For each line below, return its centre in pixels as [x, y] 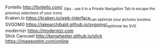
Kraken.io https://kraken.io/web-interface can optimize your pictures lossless [78, 18]
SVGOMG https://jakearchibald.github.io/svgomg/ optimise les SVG [71, 25]
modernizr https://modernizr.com [39, 31]
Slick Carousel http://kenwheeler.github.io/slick [54, 36]
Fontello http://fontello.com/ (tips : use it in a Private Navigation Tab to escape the [80, 8]
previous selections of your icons [34, 13]
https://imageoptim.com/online [37, 41]
